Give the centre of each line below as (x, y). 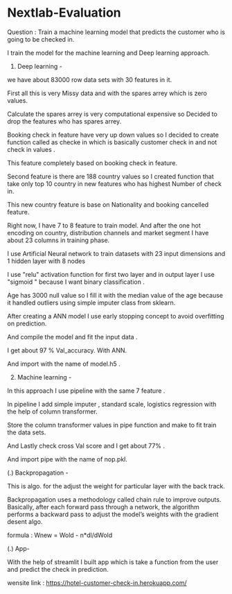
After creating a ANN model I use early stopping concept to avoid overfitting (116, 316)
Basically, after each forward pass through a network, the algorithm (103, 507)
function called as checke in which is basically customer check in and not (112, 142)
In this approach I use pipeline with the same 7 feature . (86, 391)
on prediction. (27, 323)
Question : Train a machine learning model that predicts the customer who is (116, 32)
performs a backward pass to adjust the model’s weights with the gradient (113, 514)
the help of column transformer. (53, 411)
